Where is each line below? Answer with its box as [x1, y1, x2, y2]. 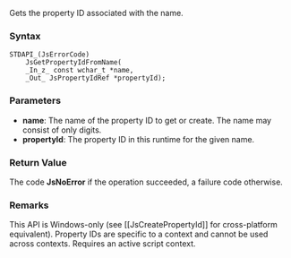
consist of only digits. [21, 125, 102, 135]
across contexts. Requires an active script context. [9, 238, 196, 249]
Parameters [9, 94, 61, 107]
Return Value [9, 156, 67, 168]
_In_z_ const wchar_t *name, [25, 66, 134, 75]
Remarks [9, 199, 49, 211]
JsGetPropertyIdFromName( [25, 58, 123, 67]
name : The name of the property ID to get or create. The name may [21, 115, 271, 125]
